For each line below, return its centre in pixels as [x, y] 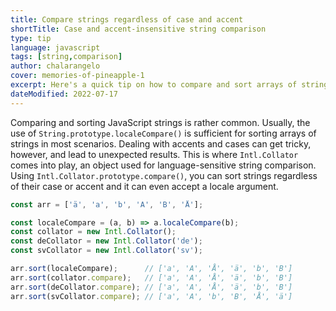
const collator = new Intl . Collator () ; [93, 232]
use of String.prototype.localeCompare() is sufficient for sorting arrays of [163, 133]
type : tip [31, 38]
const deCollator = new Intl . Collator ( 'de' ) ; [106, 241]
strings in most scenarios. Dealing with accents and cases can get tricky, [161, 143]
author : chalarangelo [55, 66]
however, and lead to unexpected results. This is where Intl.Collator [154, 154]
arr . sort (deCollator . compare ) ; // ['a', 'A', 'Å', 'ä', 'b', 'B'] [151, 287]
